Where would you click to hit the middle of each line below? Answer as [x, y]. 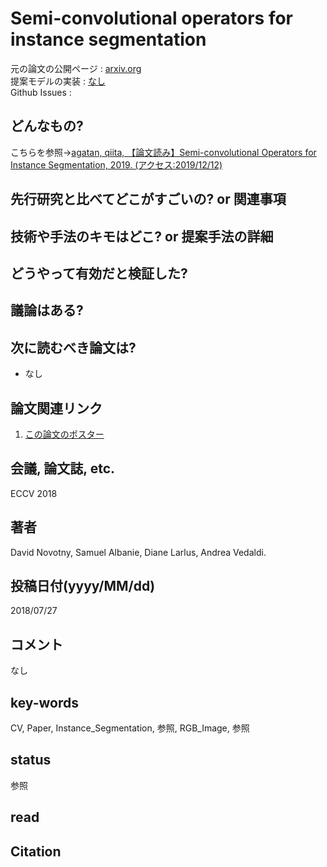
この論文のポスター [64, 434]
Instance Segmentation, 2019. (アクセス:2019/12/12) [116, 164]
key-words [44, 702]
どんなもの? [47, 126]
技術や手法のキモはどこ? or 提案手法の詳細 [142, 236]
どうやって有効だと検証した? [99, 273]
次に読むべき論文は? [73, 347]
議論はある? [47, 310]
